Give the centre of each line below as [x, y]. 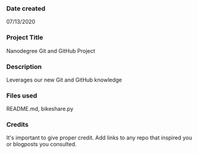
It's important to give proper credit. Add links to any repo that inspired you [99, 138]
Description [24, 66]
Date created [26, 9]
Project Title [25, 38]
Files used [22, 96]
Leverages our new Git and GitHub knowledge [64, 80]
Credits [17, 125]
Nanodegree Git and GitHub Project [51, 51]
